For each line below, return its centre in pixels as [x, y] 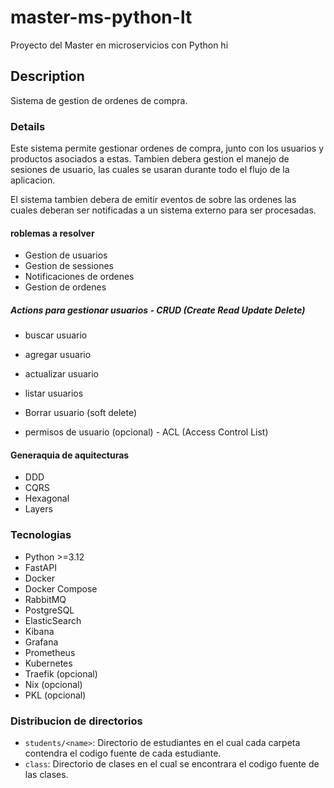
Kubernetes [48, 663]
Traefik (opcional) [61, 673]
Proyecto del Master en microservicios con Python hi [119, 45]
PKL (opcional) [55, 695]
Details [28, 126]
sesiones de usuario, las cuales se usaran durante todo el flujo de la [150, 170]
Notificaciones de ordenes [79, 277]
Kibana [39, 631]
